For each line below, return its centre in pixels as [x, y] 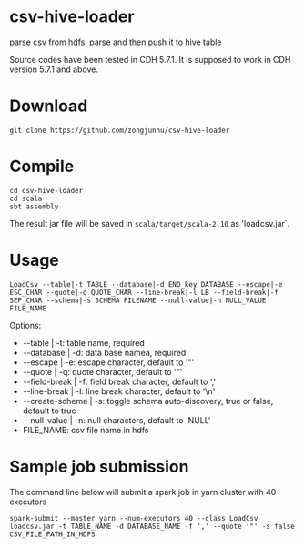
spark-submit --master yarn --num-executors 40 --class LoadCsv [134, 518]
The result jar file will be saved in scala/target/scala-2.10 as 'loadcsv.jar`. [150, 223]
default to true [49, 411]
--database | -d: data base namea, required [104, 352]
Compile [42, 167]
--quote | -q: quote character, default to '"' [102, 371]
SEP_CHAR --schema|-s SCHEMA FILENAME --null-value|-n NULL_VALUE [138, 300]
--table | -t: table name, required [84, 342]
